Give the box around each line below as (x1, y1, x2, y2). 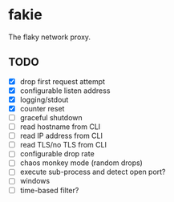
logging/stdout (19, 95, 69, 104)
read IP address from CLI (19, 131, 103, 141)
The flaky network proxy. (8, 32, 91, 42)
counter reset (19, 103, 65, 113)
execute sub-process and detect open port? (19, 167, 166, 177)
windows (19, 176, 51, 186)
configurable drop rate (19, 149, 95, 159)
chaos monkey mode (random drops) (19, 158, 143, 168)
